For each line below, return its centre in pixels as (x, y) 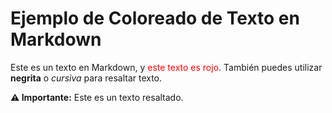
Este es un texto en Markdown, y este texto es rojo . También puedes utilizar (166, 67)
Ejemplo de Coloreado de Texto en (155, 18)
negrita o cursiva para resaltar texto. (86, 78)
